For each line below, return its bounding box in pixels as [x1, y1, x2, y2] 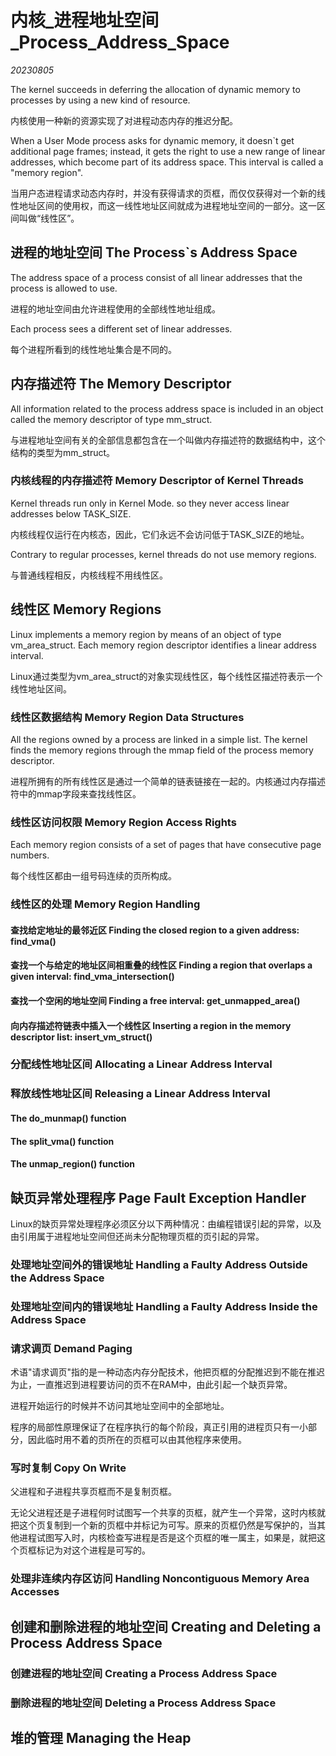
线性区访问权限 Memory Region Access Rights [10, 815, 237, 829]
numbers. [10, 849, 50, 861]
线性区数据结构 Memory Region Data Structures [10, 710, 245, 724]
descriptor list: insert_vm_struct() [10, 1031, 153, 1043]
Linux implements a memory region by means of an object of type [10, 628, 282, 640]
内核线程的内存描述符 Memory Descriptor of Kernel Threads [10, 474, 304, 488]
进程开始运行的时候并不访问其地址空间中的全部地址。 [10, 1400, 230, 1412]
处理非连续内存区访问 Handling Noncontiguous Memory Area [10, 1572, 310, 1586]
